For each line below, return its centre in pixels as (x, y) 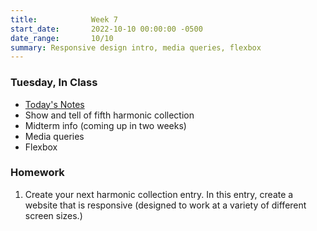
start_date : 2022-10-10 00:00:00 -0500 (106, 29)
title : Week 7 (64, 19)
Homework (37, 173)
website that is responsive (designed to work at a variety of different (165, 205)
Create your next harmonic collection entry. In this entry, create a (159, 194)
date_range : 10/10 (62, 38)
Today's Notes (54, 104)
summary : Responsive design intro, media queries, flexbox (136, 47)
